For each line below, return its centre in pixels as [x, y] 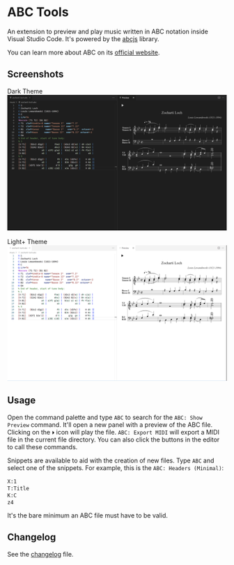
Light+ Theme [27, 241]
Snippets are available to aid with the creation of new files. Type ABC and [111, 460]
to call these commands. [42, 446]
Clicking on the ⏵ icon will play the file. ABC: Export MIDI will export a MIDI [113, 432]
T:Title [18, 488]
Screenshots [36, 74]
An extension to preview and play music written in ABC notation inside [108, 31]
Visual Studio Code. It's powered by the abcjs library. [83, 38]
